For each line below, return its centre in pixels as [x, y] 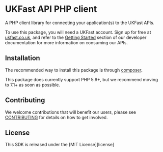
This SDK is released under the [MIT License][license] [60, 145]
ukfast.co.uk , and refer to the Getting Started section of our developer [76, 37]
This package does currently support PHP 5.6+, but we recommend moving [81, 79]
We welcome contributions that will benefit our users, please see [71, 112]
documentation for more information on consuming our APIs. [67, 42]
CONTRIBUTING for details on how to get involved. [56, 117]
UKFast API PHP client [51, 9]
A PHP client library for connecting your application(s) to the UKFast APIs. [80, 23]
